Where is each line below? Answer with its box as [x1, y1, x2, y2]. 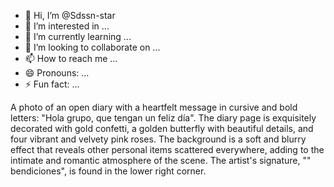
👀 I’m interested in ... [24, 20, 110, 32]
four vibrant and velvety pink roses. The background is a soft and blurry [10, 133, 307, 145]
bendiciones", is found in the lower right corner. [10, 165, 207, 177]
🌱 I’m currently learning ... [24, 31, 132, 42]
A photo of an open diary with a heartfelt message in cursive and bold [10, 101, 298, 113]
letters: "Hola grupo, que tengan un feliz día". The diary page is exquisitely [10, 112, 317, 124]
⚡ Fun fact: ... [24, 78, 80, 90]
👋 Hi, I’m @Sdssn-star [24, 10, 116, 21]
